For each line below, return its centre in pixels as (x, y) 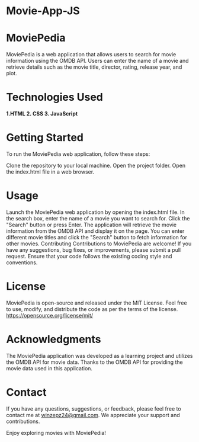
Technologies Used (55, 97)
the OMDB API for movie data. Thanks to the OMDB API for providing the (95, 362)
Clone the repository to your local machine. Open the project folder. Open (96, 165)
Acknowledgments (54, 339)
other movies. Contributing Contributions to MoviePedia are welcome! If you (99, 244)
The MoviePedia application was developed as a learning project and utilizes (99, 355)
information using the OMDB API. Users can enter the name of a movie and (97, 61)
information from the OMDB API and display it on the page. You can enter (95, 231)
